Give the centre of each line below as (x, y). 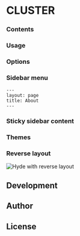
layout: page (23, 96)
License (21, 226)
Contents (20, 29)
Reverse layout (29, 154)
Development (32, 185)
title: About (23, 101)
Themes (19, 137)
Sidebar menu (27, 78)
